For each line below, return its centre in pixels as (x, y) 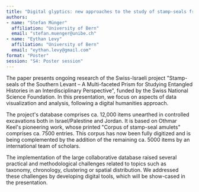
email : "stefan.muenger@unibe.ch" (54, 34)
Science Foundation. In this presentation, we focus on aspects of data (91, 97)
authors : (17, 17)
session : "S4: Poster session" (45, 61)
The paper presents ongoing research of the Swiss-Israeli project (86, 78)
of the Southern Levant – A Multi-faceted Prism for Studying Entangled (107, 84)
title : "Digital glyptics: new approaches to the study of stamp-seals (96, 12)
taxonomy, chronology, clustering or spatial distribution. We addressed (92, 170)
